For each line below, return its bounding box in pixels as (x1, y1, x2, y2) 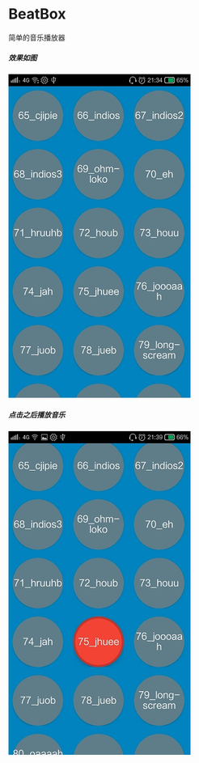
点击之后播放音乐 (8, 409, 66, 419)
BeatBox (8, 5, 66, 23)
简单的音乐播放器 (8, 32, 66, 42)
